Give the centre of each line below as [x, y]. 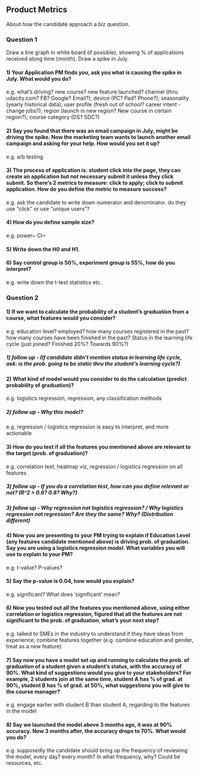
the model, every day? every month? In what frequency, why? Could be [93, 757]
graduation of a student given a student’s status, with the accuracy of [94, 666]
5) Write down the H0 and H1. [43, 249]
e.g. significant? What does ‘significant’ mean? [63, 594]
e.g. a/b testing [25, 156]
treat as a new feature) [34, 646]
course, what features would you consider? [61, 318]
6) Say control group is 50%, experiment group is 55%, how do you [91, 263]
